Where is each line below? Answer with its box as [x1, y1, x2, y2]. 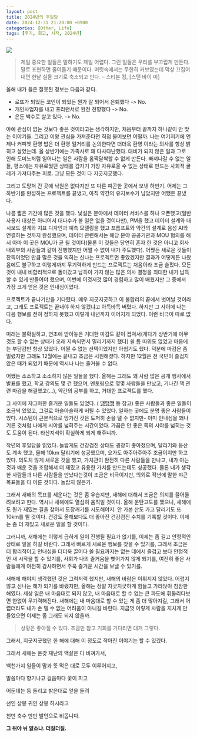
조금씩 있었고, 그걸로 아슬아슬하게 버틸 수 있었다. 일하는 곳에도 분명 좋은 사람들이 [6, 407, 191, 414]
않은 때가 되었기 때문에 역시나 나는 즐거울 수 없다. [6, 360, 119, 367]
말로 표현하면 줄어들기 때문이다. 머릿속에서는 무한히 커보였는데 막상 [20, 66, 175, 73]
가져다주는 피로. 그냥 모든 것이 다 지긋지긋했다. [16, 170, 123, 177]
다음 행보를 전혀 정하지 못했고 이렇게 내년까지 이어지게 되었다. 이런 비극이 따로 [6, 311, 185, 318]
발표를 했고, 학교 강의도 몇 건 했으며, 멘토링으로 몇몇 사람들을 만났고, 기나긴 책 [6, 380, 185, 387]
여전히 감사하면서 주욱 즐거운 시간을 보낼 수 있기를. [26, 562, 143, 570]
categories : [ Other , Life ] [6, 25, 72, 31]
